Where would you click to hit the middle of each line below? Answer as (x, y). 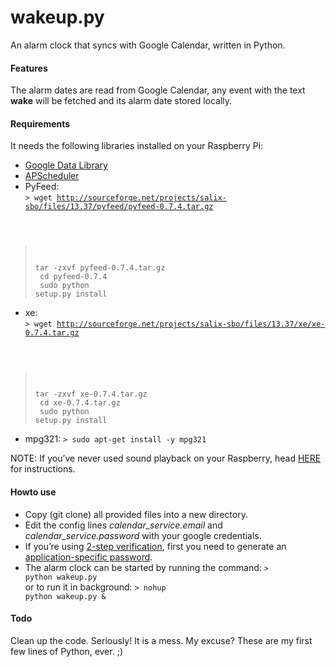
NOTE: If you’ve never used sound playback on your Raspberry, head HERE (166, 458)
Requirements (40, 123)
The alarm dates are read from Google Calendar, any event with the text (158, 90)
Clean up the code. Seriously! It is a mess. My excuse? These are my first (161, 640)
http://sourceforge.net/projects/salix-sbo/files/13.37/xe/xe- (191, 324)
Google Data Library (66, 165)
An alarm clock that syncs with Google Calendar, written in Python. (148, 45)
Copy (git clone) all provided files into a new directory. (136, 514)
